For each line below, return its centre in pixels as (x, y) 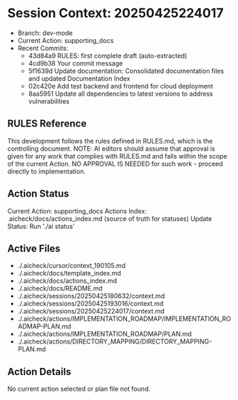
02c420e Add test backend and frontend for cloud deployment (121, 86)
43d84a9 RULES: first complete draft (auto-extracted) (108, 56)
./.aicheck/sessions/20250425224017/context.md (91, 311)
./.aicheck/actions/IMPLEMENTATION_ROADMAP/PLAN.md (105, 334)
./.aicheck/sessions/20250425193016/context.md (90, 304)
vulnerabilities (49, 101)
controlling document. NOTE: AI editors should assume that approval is (112, 149)
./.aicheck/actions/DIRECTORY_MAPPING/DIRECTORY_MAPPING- (115, 341)
